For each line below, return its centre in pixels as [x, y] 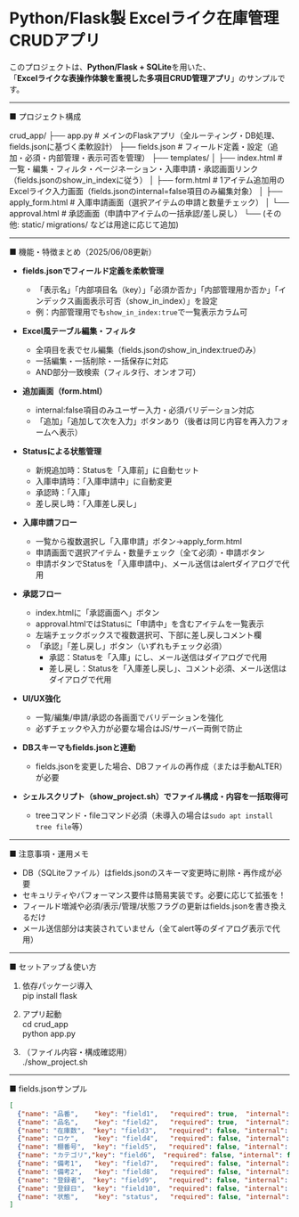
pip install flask [50, 995]
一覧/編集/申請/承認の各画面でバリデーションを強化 [129, 717]
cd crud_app [45, 1024]
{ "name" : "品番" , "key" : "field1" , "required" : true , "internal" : [154, 1114]
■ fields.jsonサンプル [48, 1089]
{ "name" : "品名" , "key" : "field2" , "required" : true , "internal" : [154, 1122]
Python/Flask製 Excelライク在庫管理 [144, 18]
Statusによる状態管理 [62, 451]
